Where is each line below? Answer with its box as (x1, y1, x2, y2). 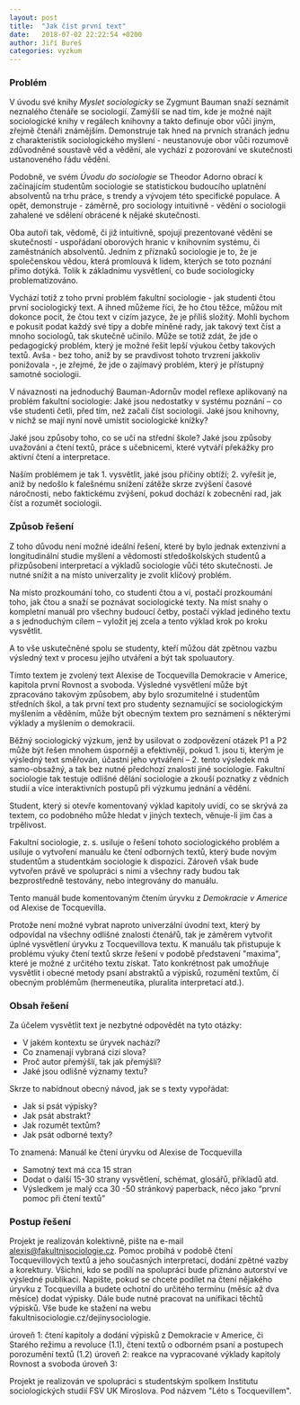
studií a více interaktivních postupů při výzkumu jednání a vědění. (9, 782, 251, 793)
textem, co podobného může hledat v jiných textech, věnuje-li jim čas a (9, 809, 273, 820)
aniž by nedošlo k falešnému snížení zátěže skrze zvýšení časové (9, 479, 252, 490)
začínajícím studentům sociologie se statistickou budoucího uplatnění (9, 181, 267, 192)
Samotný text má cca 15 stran (22, 1165, 132, 1175)
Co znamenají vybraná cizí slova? (22, 1047, 146, 1058)
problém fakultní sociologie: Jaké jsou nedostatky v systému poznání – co (9, 396, 283, 407)
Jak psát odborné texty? (22, 1130, 113, 1140)
